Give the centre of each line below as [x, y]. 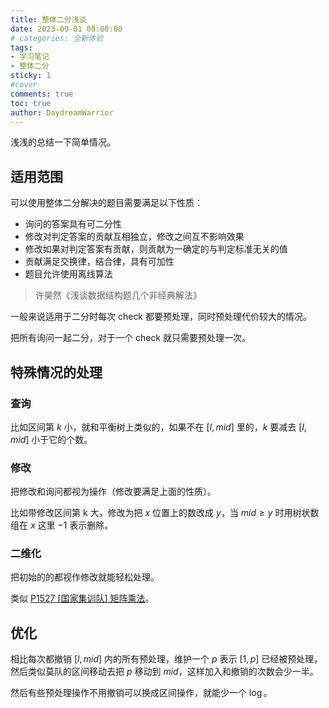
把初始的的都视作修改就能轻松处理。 [85, 577]
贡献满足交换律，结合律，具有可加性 [99, 262]
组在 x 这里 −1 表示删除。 [62, 525]
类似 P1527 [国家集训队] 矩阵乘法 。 [82, 598]
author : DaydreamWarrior [62, 112]
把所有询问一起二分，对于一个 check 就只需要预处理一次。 [130, 338]
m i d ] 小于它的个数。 [51, 439]
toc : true [31, 103]
